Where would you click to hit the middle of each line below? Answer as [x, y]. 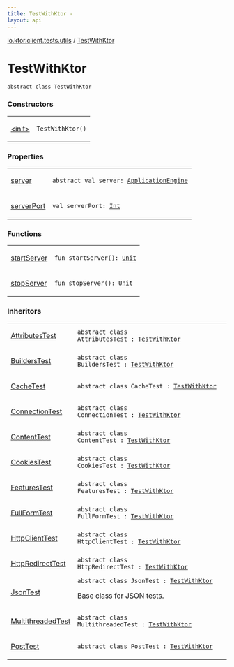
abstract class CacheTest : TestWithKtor [147, 386]
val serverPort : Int [86, 206]
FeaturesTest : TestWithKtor [126, 491]
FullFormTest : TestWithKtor [126, 516]
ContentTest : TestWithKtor [124, 440]
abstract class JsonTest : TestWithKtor [146, 581]
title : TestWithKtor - [40, 14]
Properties [25, 156]
